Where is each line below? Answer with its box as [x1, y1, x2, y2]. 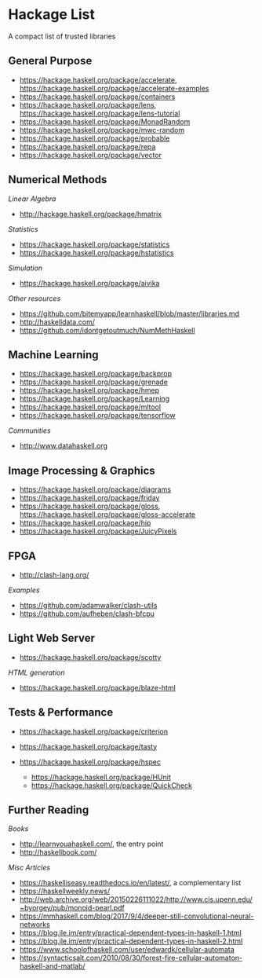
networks [19, 920, 51, 929]
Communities [8, 426, 51, 435]
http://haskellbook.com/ [19, 848, 97, 857]
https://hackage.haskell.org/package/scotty [19, 652, 162, 661]
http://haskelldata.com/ [19, 317, 96, 327]
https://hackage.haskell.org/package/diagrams [19, 485, 171, 494]
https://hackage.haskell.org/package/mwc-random [19, 125, 185, 134]
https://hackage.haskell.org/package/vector [19, 150, 162, 159]
